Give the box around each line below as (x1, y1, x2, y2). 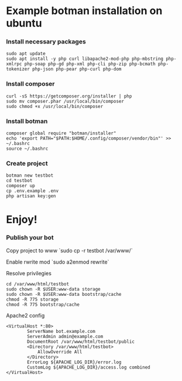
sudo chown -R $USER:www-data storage (6, 286, 101, 292)
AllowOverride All (37, 349, 83, 355)
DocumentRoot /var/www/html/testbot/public (27, 339, 135, 345)
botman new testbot (6, 173, 54, 178)
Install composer (6, 80, 55, 88)
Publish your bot (6, 234, 54, 242)
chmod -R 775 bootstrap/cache (6, 301, 80, 308)
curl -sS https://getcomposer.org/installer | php (6, 93, 132, 99)
